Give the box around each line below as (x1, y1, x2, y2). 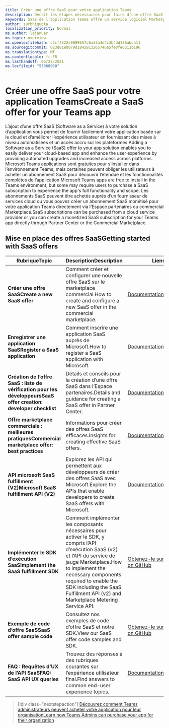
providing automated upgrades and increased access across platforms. (5, 156, 153, 162)
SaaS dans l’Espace (65, 382, 112, 389)
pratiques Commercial (8, 435, 61, 442)
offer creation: (8, 399, 43, 406)
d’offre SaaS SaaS (8, 626, 50, 633)
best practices (8, 447, 43, 454)
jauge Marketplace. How (65, 558, 122, 565)
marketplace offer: (8, 441, 53, 448)
